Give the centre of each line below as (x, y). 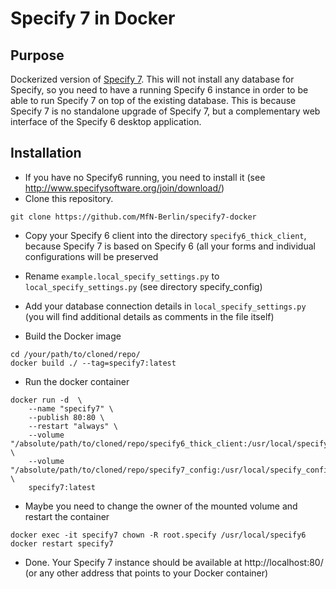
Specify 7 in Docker (93, 18)
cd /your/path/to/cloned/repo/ (75, 354)
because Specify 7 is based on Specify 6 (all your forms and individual (170, 246)
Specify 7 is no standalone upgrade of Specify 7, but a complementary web (165, 111)
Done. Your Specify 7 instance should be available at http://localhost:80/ (174, 562)
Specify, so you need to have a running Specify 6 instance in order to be (159, 90)
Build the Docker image (73, 336)
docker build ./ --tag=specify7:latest (93, 363)
